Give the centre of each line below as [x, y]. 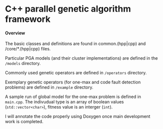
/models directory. [23, 64]
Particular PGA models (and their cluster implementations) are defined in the [81, 58]
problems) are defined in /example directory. [49, 87]
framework [28, 19]
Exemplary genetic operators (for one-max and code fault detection [73, 82]
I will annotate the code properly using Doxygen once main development [78, 116]
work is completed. [24, 122]
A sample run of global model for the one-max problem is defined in [73, 97]
